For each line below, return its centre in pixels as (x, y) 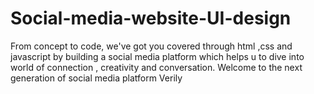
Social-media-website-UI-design (151, 18)
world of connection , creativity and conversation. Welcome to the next (156, 67)
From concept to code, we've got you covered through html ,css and (151, 46)
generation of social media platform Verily (96, 78)
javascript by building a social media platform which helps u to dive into (157, 56)
